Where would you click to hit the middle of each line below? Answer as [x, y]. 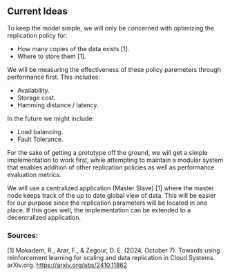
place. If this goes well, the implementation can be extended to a [99, 210]
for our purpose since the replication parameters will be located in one [107, 203]
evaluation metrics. [34, 174]
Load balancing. [40, 131]
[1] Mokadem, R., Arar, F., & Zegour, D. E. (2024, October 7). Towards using [114, 250]
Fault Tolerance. [40, 139]
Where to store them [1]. [51, 56]
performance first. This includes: [54, 77]
